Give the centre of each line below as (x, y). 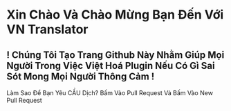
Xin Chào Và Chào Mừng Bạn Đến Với (115, 15)
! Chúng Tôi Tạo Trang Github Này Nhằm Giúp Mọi (115, 55)
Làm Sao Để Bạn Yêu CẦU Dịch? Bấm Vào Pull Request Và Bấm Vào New (110, 93)
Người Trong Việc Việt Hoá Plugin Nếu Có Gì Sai (111, 65)
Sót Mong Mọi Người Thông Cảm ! (81, 76)
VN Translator (47, 29)
